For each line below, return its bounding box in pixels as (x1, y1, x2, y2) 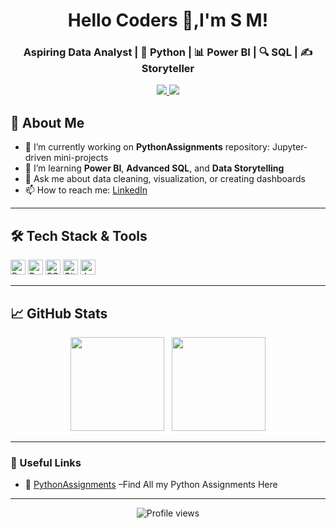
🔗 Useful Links (10, 455, 82, 469)
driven (24, 152, 52, 164)
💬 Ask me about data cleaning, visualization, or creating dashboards (24, 173, 306, 185)
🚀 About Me (10, 114, 85, 131)
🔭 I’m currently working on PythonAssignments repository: (24, 141, 270, 153)
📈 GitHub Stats (10, 305, 108, 322)
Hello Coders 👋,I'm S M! (67, 9, 269, 32)
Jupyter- (271, 141, 308, 153)
